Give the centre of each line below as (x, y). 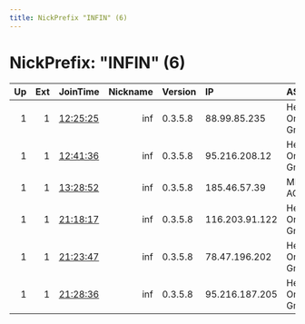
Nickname (131, 92)
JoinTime (79, 92)
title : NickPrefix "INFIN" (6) (69, 18)
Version (179, 92)
